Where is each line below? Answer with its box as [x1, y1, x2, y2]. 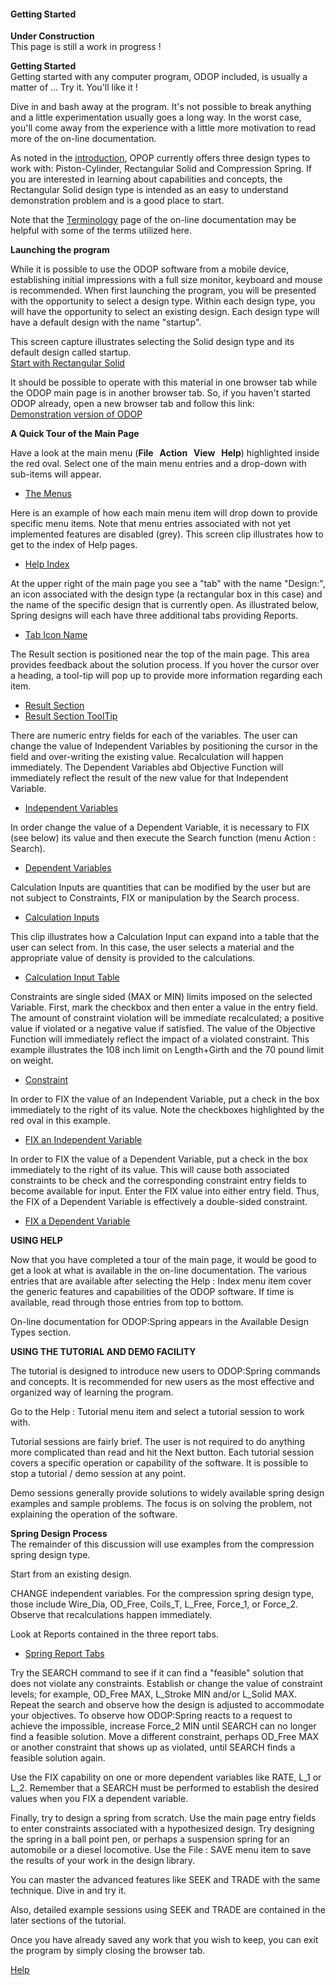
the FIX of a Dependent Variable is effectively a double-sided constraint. [10, 1196, 308, 1208]
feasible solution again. [10, 1752, 106, 1764]
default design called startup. [10, 346, 132, 359]
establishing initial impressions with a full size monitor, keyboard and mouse [10, 274, 323, 286]
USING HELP [10, 1235, 63, 1247]
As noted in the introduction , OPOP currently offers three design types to [10, 152, 311, 164]
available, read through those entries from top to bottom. [10, 1296, 244, 1309]
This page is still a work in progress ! [10, 41, 162, 53]
